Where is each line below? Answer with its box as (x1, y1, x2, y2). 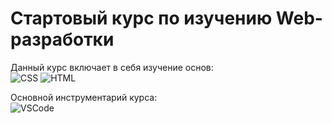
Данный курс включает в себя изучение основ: (10, 61, 214, 73)
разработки (10, 28, 115, 51)
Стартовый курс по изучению (10, 7, 273, 30)
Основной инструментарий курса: (10, 91, 158, 103)
